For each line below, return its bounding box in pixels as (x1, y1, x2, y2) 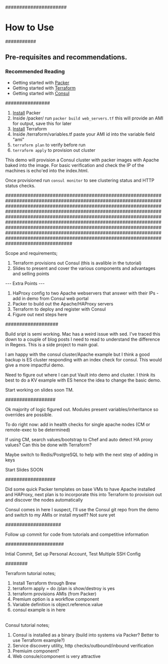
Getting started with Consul (12, 90, 69, 96)
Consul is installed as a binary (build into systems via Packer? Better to (12, 632, 159, 638)
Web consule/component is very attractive (12, 653, 101, 659)
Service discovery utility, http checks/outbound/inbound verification (12, 643, 154, 649)
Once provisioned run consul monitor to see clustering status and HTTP (5, 177, 154, 183)
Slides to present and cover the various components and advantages (12, 265, 156, 271)
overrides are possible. (5, 412, 53, 418)
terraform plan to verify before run (12, 142, 86, 148)
